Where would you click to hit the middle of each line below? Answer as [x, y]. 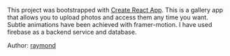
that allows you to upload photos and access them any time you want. [108, 17]
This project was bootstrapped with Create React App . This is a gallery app [115, 10]
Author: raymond [31, 45]
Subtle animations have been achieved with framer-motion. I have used [110, 25]
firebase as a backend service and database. [72, 32]
